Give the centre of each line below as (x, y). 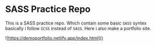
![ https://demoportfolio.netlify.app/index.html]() (54, 38)
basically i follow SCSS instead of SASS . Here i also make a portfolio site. (78, 28)
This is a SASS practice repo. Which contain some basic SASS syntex (76, 23)
